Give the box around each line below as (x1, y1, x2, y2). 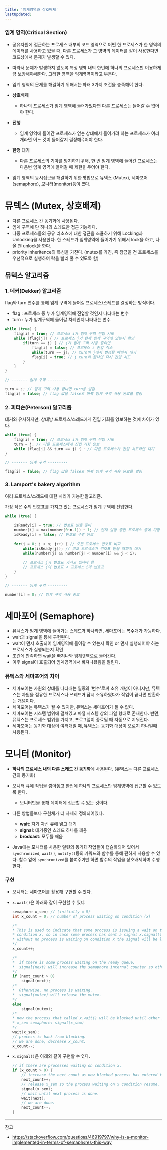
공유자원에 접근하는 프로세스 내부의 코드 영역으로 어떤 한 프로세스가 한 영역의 (12, 41, 162, 47)
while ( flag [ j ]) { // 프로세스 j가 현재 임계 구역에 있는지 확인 (14, 336, 135, 341)
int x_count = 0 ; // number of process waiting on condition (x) (12, 914, 151, 919)
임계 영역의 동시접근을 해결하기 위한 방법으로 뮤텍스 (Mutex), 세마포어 (12, 174, 148, 180)
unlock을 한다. (23, 243, 52, 249)
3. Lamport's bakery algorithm (5, 481, 81, 488)
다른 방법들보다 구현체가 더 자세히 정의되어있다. (12, 810, 104, 816)
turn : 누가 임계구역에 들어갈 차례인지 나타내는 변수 (12, 317, 111, 323)
